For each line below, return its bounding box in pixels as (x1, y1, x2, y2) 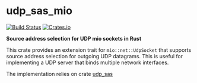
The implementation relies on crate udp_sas (6, 70, 113, 77)
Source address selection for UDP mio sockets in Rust (6, 35, 142, 42)
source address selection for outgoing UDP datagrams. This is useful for (6, 52, 183, 59)
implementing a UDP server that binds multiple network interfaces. (6, 59, 169, 66)
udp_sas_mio (6, 4, 73, 18)
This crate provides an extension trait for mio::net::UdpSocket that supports (6, 46, 192, 54)
